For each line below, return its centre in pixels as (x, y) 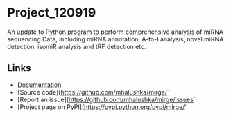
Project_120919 (52, 13)
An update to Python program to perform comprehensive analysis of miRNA (115, 32)
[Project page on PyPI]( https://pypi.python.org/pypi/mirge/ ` (102, 107)
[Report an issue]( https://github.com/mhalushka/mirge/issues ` (106, 99)
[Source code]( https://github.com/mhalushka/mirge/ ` (93, 92)
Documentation (39, 85)
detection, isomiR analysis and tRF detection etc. (77, 46)
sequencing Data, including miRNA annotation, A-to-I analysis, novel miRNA (115, 39)
